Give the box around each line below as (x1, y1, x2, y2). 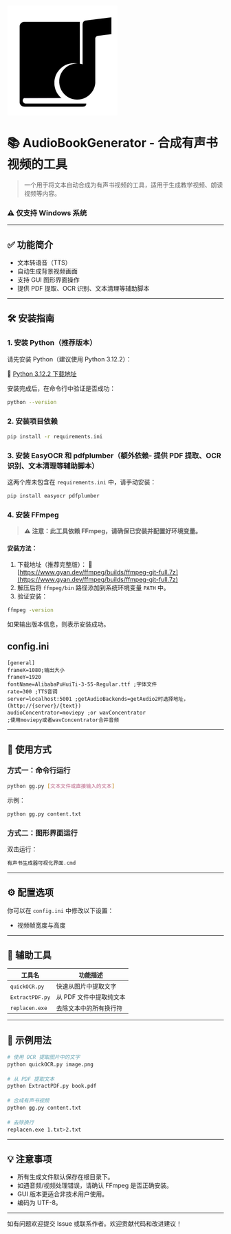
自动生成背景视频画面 (16, 267, 78, 276)
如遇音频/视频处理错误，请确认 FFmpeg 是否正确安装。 (16, 1181, 173, 1190)
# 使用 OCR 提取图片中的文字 (7, 1053, 80, 1060)
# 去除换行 (7, 1119, 34, 1125)
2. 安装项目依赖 (7, 416, 58, 426)
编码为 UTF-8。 (16, 1198, 62, 1207)
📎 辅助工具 (7, 949, 52, 961)
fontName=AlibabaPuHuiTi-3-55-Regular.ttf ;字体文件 (7, 681, 157, 688)
